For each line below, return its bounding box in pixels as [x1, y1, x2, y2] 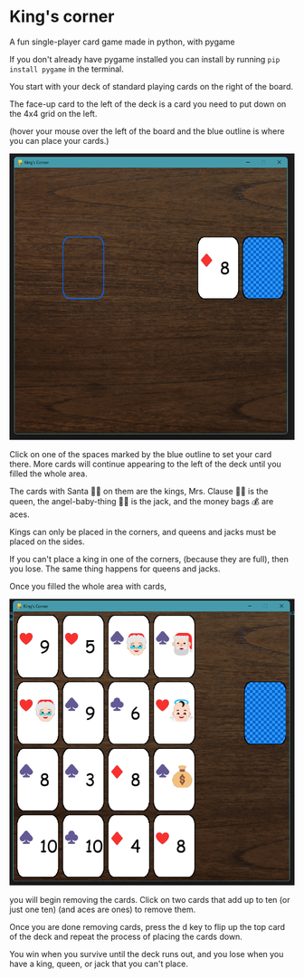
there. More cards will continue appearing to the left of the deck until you [9, 459, 282, 470]
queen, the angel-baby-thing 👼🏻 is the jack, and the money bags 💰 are [9, 496, 274, 507]
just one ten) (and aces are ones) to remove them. [9, 904, 196, 916]
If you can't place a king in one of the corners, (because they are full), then [9, 554, 290, 565]
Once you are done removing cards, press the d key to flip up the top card [9, 922, 286, 933]
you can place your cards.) [9, 135, 109, 146]
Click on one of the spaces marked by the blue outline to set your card [9, 449, 272, 460]
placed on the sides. [9, 536, 85, 547]
